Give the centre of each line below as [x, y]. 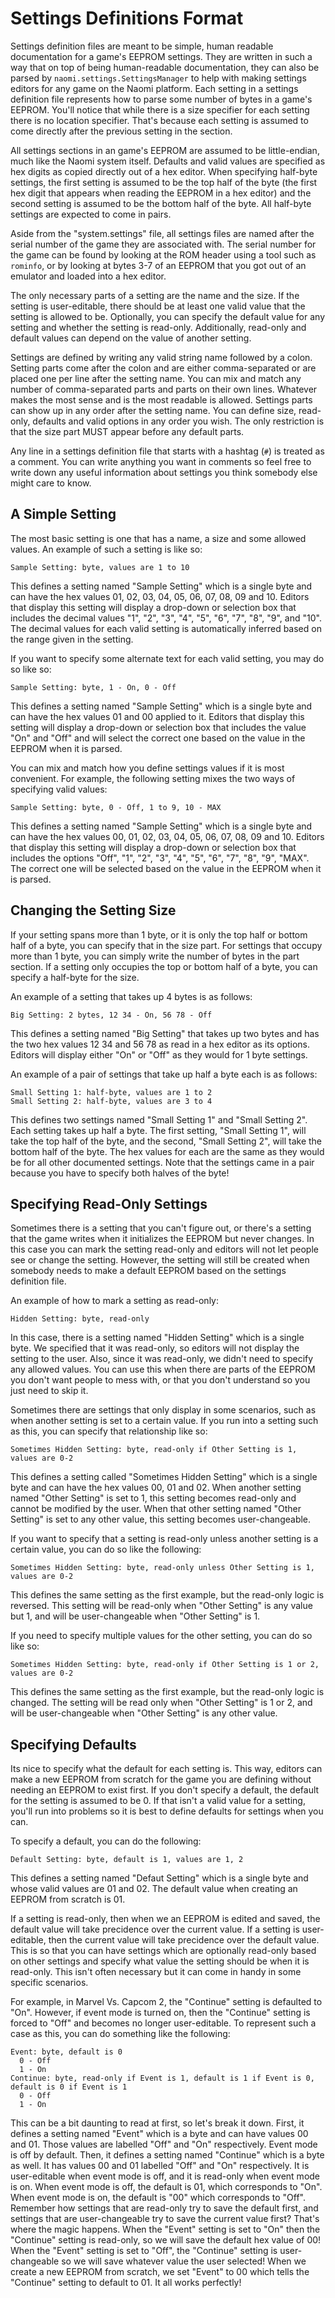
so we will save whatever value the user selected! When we [184, 2261]
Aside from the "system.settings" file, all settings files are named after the [162, 233]
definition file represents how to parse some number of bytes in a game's [161, 99]
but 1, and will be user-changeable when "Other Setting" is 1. [135, 1616]
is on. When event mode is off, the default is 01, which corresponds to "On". [166, 2187]
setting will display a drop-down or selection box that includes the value [158, 727]
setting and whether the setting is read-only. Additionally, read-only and [158, 327]
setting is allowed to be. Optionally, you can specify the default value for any [168, 316]
